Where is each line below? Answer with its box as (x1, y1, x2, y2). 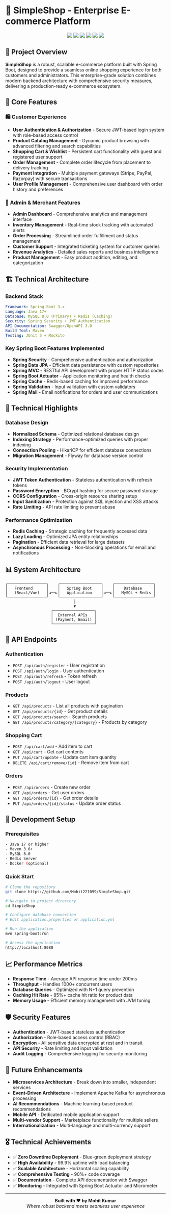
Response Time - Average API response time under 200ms (12, 976, 137, 982)
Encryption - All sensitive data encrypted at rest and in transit (12, 1040, 143, 1046)
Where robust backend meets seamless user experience (26, 1203, 145, 1209)
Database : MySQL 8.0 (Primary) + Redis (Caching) (5, 314, 113, 319)
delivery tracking (12, 165, 48, 171)
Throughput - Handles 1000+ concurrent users (12, 981, 112, 988)
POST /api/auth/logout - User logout (12, 678, 90, 685)
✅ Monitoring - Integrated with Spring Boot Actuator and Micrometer (12, 1182, 158, 1188)
